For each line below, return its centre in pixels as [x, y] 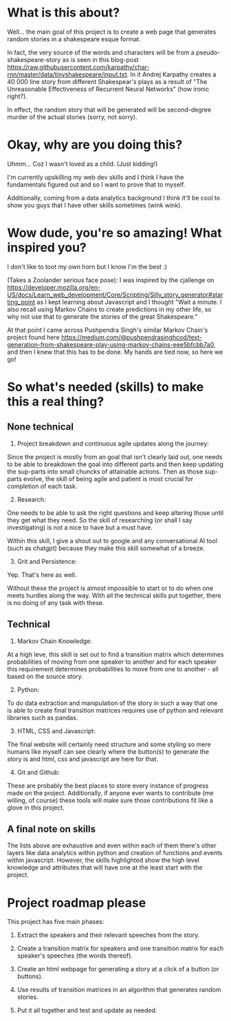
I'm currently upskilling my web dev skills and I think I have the [96, 177]
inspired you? [47, 248]
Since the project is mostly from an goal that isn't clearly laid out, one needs [115, 456]
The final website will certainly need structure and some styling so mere [109, 744]
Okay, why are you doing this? [95, 145]
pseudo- [208, 52]
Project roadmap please [77, 903]
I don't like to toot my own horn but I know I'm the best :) [87, 266]
